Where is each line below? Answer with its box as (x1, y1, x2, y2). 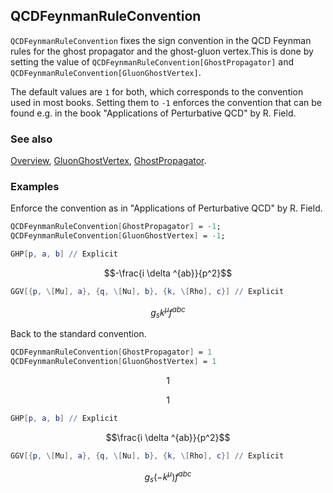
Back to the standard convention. (10, 328, 147, 340)
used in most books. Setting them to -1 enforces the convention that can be (10, 96, 322, 108)
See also (10, 132, 53, 146)
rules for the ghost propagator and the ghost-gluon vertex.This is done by (10, 45, 314, 57)
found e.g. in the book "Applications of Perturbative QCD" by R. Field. (10, 107, 297, 119)
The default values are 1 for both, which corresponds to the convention (10, 85, 304, 98)
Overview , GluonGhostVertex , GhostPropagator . (10, 155, 207, 167)
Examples (10, 180, 60, 194)
